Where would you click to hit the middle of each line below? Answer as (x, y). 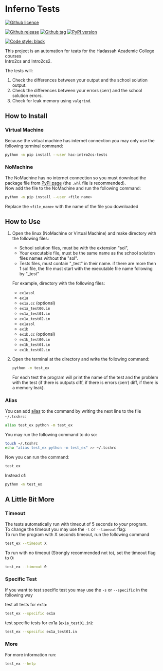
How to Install (26, 116)
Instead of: (16, 476)
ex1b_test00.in (35, 340)
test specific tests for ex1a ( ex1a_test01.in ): (49, 623)
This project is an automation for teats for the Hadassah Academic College (80, 51)
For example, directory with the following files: (58, 283)
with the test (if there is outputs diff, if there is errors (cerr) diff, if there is (85, 383)
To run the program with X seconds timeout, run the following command (77, 534)
